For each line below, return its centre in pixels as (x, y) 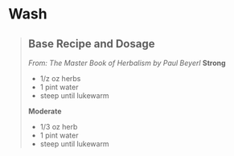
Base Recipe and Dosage (91, 44)
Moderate (45, 111)
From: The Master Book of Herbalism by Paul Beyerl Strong (127, 63)
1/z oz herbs (60, 78)
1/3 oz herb (59, 127)
